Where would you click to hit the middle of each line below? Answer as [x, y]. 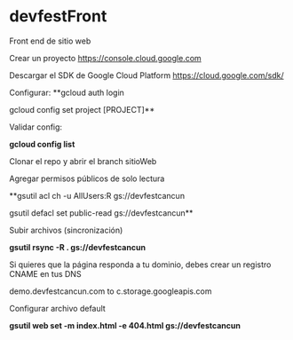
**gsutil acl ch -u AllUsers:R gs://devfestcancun [97, 195]
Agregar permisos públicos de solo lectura [87, 178]
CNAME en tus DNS [45, 273]
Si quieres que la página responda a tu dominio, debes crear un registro [140, 265]
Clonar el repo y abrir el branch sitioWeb [83, 161]
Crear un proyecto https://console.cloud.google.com [105, 58]
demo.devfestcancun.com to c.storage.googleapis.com [111, 291]
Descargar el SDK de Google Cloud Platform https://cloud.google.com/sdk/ [146, 75]
